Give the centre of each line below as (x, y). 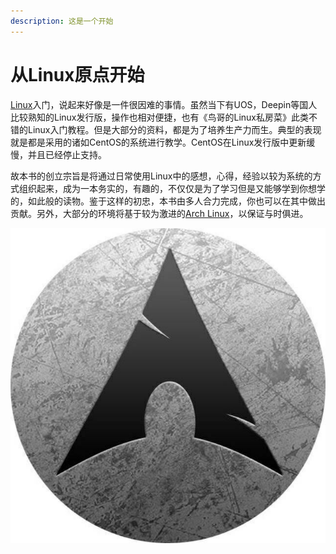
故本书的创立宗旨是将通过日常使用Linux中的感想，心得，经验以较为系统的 (161, 176)
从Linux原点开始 (77, 74)
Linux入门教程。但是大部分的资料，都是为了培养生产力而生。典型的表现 (174, 129)
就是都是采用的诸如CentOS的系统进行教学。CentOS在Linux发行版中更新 (158, 142)
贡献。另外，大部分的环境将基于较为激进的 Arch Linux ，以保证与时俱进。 (159, 213)
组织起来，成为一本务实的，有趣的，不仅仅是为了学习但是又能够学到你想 (167, 188)
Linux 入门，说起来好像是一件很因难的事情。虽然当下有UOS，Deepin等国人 (164, 104)
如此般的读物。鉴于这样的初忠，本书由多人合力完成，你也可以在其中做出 (176, 201)
